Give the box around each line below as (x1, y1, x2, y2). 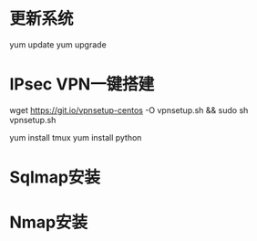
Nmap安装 (9, 212, 88, 233)
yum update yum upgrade (9, 38, 107, 50)
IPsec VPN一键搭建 (9, 74, 155, 95)
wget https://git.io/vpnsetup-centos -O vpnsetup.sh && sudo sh (9, 104, 249, 115)
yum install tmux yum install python (9, 131, 142, 142)
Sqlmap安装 (9, 167, 101, 188)
